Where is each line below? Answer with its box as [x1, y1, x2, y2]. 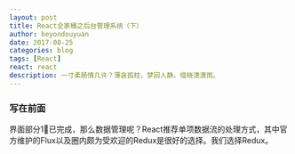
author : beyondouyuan [9, 29, 90, 38]
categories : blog [9, 46, 74, 55]
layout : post [9, 12, 58, 22]
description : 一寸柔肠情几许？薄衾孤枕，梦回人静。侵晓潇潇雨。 [9, 71, 220, 80]
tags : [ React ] [9, 54, 62, 63]
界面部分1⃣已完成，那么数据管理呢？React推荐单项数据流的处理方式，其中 [9, 124, 280, 134]
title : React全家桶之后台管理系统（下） [9, 21, 144, 30]
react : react [9, 63, 58, 72]
